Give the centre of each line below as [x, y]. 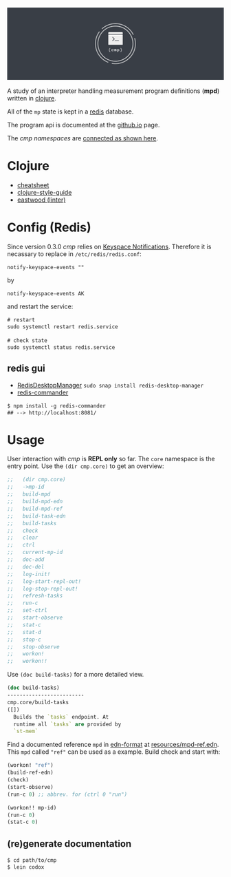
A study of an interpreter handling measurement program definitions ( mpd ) [113, 91]
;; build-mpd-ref [35, 509]
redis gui [26, 369]
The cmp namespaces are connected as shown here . [82, 138]
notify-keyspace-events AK [46, 293]
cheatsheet [33, 185]
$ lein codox [26, 867]
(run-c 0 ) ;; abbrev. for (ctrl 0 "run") [67, 794]
